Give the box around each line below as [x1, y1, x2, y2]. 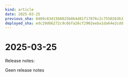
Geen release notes [5, 67, 44, 73]
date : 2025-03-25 [5, 12, 41, 17]
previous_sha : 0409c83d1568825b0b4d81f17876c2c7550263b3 [5, 16, 124, 21]
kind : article [5, 7, 34, 12]
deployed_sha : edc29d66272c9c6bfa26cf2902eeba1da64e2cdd [5, 20, 124, 26]
